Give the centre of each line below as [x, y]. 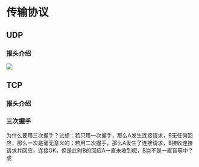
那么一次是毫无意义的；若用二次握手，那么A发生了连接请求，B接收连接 [105, 143]
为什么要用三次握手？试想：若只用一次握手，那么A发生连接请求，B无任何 [97, 136]
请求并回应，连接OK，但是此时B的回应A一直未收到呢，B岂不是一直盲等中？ [100, 151]
